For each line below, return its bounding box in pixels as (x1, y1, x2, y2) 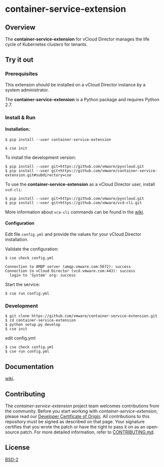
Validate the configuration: (5, 246, 59, 252)
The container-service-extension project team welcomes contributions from (5, 403, 160, 409)
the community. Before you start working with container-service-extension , (5, 408, 158, 414)
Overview (5, 23, 36, 32)
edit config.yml (5, 335, 36, 341)
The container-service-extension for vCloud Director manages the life (5, 36, 150, 42)
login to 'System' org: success (9, 273, 76, 278)
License (5, 443, 30, 452)
